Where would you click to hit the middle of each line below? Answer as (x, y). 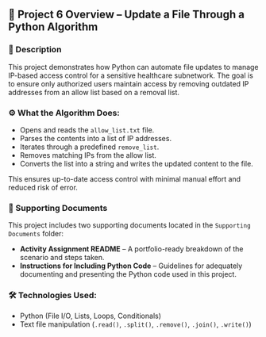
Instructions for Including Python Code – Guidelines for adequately (131, 266)
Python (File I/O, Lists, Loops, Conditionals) (90, 316)
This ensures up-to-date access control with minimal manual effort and (124, 178)
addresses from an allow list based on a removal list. (94, 92)
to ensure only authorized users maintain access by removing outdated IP (129, 83)
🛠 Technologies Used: (53, 296)
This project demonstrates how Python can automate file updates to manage (134, 67)
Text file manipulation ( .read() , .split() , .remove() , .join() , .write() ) (135, 324)
